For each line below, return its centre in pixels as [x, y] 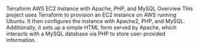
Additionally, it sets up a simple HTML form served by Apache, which [91, 27]
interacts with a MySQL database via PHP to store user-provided [86, 34]
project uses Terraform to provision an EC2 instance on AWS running [91, 15]
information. [21, 40]
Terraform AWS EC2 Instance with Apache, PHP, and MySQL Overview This [99, 9]
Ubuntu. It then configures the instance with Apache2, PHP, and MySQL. [96, 21]
